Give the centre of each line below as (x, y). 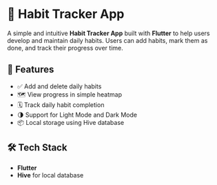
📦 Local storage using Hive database (71, 122)
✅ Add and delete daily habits (59, 86)
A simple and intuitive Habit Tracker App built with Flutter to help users (108, 33)
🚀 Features (31, 69)
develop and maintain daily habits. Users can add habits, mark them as (107, 40)
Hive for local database (50, 175)
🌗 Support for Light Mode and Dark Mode (77, 115)
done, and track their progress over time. (65, 48)
